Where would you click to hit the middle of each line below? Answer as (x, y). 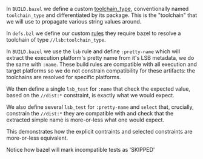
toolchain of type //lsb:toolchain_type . (56, 40)
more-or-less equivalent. (37, 138)
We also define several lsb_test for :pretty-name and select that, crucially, (100, 107)
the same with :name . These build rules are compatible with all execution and (101, 64)
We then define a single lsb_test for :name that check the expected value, (98, 89)
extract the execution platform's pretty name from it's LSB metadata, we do (100, 58)
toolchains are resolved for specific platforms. (64, 77)
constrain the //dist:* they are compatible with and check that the (90, 113)
